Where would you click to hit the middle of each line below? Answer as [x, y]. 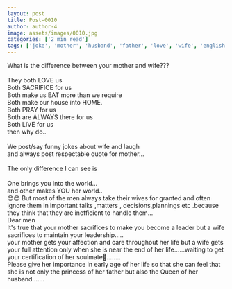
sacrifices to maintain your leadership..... [65, 235]
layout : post [26, 14]
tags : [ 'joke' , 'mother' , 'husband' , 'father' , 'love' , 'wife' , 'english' [118, 46]
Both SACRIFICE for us [40, 88]
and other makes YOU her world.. [55, 191]
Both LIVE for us [31, 124]
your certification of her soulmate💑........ [64, 257]
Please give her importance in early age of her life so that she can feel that [114, 264]
